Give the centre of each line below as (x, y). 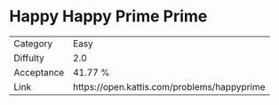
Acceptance (39, 72)
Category (33, 44)
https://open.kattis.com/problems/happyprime (169, 86)
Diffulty (29, 58)
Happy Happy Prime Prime (108, 16)
